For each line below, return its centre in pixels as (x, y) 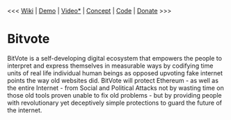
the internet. (25, 110)
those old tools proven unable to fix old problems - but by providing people (114, 95)
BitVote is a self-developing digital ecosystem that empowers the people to (115, 58)
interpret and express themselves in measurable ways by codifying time (110, 66)
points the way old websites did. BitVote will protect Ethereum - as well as (113, 80)
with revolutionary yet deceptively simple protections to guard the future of (115, 103)
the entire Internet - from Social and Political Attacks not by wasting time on (115, 88)
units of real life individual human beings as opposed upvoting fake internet (115, 73)
